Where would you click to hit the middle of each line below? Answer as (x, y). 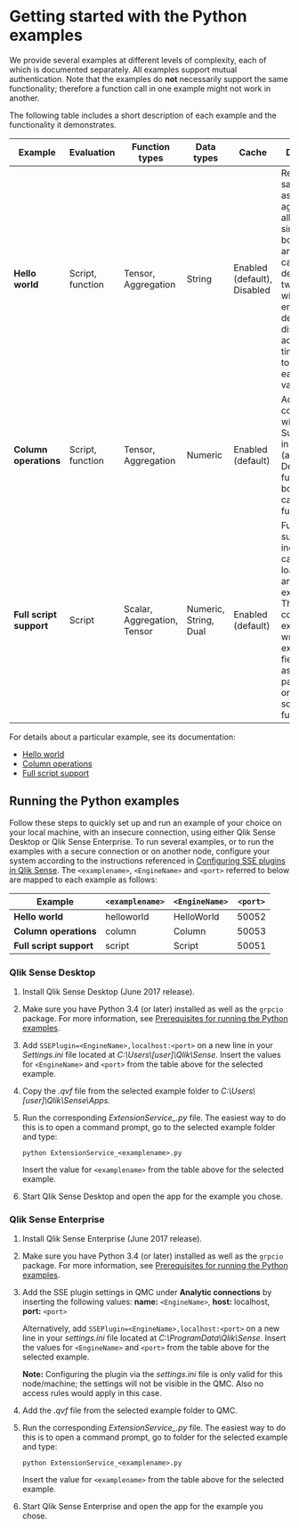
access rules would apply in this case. (92, 1393)
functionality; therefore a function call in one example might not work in (140, 88)
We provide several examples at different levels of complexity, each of (138, 60)
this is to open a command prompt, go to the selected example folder (149, 1127)
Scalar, (138, 608)
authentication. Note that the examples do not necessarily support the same (149, 78)
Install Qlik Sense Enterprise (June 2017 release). (112, 1239)
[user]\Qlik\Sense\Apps (65, 1101)
